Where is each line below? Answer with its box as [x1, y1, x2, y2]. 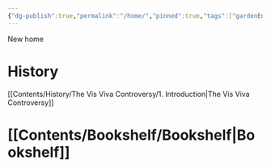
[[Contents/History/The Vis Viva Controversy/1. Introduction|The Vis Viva [7, 89, 250, 99]
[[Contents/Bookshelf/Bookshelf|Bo [7, 126, 256, 144]
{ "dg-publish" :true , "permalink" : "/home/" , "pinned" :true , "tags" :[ [7, 11, 232, 20]
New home [7, 34, 44, 44]
